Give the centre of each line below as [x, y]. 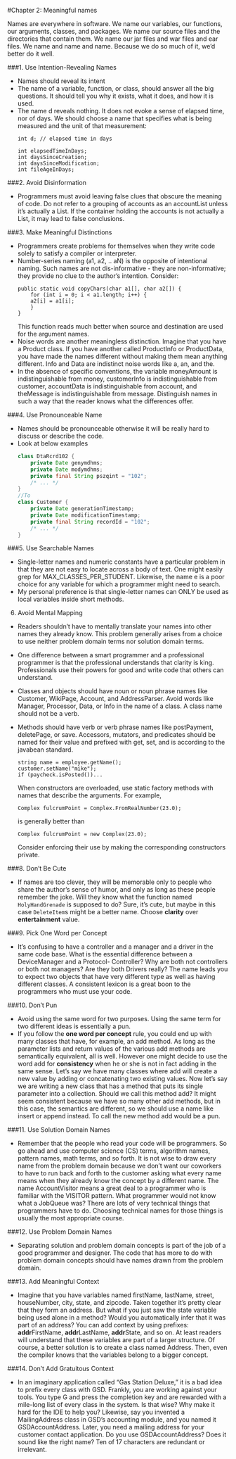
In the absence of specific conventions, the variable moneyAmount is [117, 371]
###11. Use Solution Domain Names [59, 1130]
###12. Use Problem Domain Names [60, 1232]
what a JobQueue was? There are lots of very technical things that [114, 1204]
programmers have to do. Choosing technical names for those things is [120, 1211]
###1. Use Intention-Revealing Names [62, 67]
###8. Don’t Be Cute [37, 869]
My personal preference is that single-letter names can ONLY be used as [123, 592]
